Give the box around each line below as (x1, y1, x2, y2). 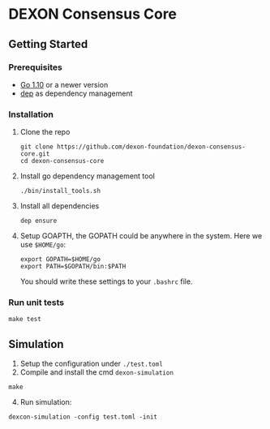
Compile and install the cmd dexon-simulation (19, 367, 174, 377)
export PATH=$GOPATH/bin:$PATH (19, 263, 126, 271)
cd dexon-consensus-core (19, 157, 105, 165)
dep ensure (19, 217, 58, 225)
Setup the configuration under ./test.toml (19, 358, 164, 369)
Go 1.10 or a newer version (19, 79, 109, 89)
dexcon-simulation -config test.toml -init (8, 413, 158, 422)
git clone (19, 143, 54, 151)
